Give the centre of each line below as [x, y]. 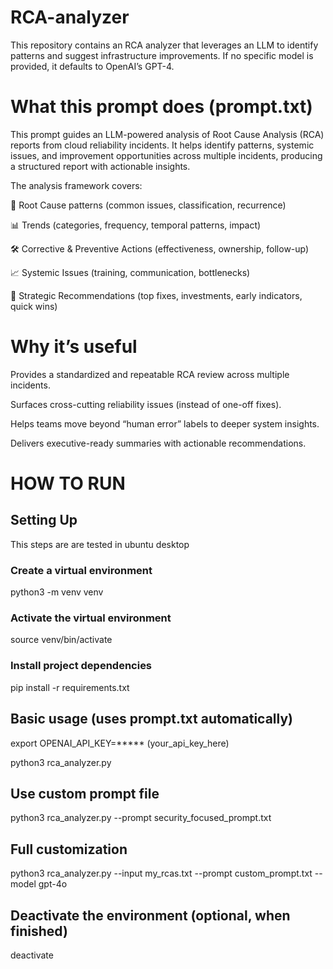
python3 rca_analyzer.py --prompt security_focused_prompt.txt [141, 818]
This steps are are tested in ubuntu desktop [100, 544]
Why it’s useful [74, 347]
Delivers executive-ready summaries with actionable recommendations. [158, 443]
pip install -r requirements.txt [70, 687]
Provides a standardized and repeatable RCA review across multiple [150, 374]
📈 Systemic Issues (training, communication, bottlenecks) [130, 272]
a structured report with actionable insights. [100, 166]
